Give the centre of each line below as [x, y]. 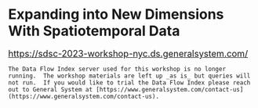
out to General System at [50, 89]
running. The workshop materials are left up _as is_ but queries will [129, 76]
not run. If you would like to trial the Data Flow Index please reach [129, 83]
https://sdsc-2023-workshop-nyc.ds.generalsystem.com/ [128, 54]
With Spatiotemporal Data [94, 31]
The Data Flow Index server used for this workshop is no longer [117, 69]
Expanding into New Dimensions [116, 14]
